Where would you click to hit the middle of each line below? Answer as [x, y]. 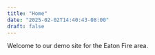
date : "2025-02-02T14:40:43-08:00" [58, 20]
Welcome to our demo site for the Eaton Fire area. [78, 46]
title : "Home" [28, 13]
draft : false [26, 26]
